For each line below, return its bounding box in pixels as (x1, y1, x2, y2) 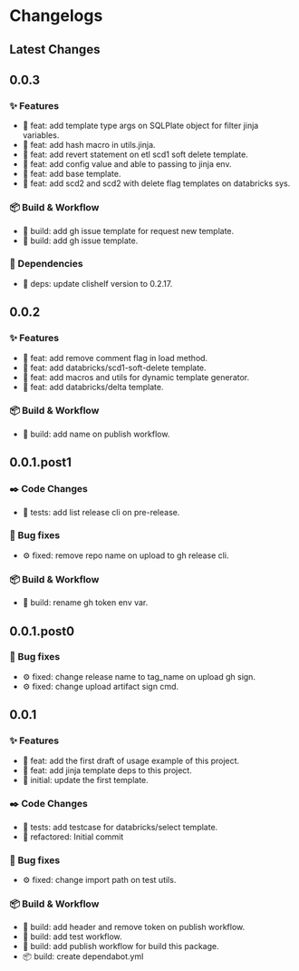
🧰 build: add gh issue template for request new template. (22, 225, 235, 236)
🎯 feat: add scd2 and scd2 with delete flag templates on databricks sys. (22, 178, 291, 189)
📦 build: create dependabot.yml (22, 951, 144, 962)
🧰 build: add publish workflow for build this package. (22, 941, 219, 952)
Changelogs (9, 5, 103, 26)
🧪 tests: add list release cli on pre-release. (22, 506, 180, 517)
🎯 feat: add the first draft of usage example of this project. (22, 755, 240, 766)
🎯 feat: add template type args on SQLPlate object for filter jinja (22, 120, 259, 132)
